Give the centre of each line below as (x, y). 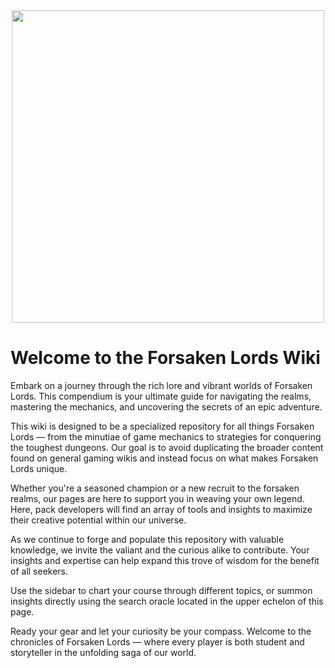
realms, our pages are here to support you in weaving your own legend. (157, 498)
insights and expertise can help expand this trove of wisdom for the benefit (165, 560)
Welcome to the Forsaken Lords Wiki (165, 358)
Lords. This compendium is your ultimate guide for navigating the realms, (161, 396)
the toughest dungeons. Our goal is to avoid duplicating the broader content (167, 447)
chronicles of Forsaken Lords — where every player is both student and (157, 641)
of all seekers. (39, 571)
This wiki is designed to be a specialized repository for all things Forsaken (162, 426)
